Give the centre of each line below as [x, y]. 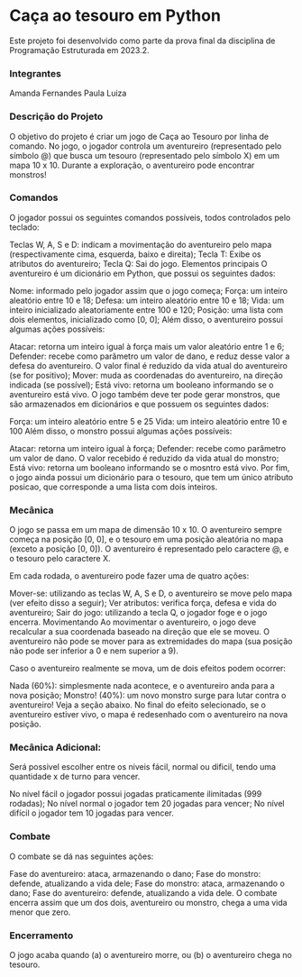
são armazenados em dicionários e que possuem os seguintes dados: [139, 404]
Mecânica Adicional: [55, 747]
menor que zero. [40, 912]
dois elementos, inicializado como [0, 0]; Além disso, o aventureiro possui [146, 319]
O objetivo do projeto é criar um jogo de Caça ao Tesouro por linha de [139, 136]
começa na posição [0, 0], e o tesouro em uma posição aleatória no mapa [146, 539]
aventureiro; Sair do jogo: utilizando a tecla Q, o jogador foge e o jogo [138, 613]
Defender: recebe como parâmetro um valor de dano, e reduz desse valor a [150, 356]
